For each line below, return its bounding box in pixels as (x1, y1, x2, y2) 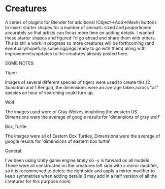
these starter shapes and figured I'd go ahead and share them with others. (5, 35, 156, 41)
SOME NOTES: (5, 60, 35, 66)
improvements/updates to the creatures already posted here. (5, 50, 129, 57)
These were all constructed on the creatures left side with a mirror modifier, (5, 162, 159, 168)
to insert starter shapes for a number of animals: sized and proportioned (5, 24, 152, 30)
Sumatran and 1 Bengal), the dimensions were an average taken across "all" (5, 84, 159, 90)
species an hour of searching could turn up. (5, 90, 94, 95)
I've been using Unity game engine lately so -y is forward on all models (5, 157, 149, 163)
